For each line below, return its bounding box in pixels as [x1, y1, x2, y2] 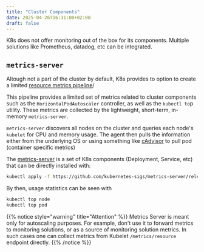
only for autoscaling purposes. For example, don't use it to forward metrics [6, 219, 194, 227]
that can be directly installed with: [6, 162, 91, 170]
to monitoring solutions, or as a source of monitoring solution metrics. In [6, 225, 187, 233]
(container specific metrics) [6, 144, 76, 151]
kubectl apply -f [6, 174, 50, 180]
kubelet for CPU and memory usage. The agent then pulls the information [6, 131, 191, 138]
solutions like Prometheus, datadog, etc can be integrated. [6, 43, 153, 50]
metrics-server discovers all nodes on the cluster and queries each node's [6, 125, 194, 132]
